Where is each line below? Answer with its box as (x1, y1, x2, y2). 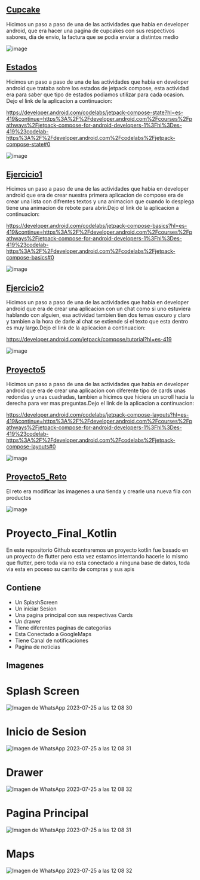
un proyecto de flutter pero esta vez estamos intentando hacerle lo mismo (6, 552, 188, 560)
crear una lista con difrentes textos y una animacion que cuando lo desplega (6, 198, 195, 205)
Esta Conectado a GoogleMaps (14, 630, 92, 637)
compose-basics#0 (6, 254, 55, 261)
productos (6, 494, 32, 501)
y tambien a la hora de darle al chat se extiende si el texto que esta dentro (6, 318, 189, 325)
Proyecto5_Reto (6, 472, 67, 482)
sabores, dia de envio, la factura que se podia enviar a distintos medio (6, 33, 179, 41)
